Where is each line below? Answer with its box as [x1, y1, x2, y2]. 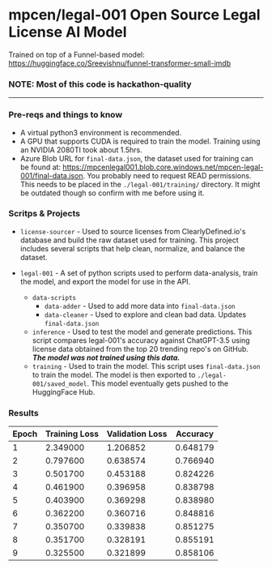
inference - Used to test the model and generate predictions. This [32, 327, 253, 336]
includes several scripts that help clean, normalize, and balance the [19, 243, 245, 253]
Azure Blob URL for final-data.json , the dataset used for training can [19, 153, 253, 163]
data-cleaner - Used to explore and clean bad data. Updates [44, 310, 247, 319]
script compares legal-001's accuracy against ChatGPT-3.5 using [32, 335, 250, 345]
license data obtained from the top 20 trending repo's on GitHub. [32, 344, 249, 353]
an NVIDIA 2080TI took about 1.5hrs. [19, 144, 143, 155]
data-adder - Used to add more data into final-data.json [44, 301, 236, 310]
